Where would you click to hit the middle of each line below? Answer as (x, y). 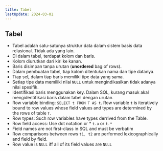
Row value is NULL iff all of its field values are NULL (62, 144)
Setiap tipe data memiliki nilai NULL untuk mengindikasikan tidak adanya (84, 82)
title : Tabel (18, 10)
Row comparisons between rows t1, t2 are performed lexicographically (85, 134)
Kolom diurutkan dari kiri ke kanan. (47, 61)
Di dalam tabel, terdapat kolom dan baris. (54, 56)
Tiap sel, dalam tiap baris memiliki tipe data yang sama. (68, 77)
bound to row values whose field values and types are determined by (82, 108)
